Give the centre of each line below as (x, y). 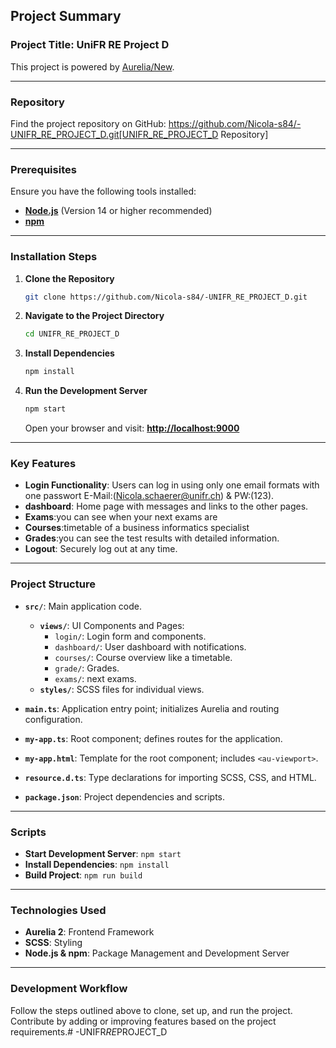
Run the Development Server (86, 391)
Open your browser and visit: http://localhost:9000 (132, 428)
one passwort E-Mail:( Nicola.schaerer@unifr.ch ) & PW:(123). (149, 496)
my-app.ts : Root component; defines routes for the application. (153, 738)
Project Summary (66, 16)
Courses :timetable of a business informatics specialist (137, 528)
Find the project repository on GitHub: (88, 123)
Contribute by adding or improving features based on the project (143, 1021)
